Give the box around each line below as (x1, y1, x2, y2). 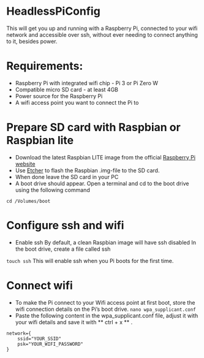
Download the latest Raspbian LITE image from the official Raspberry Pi (15, 153, 196, 161)
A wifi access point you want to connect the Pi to (15, 99, 139, 106)
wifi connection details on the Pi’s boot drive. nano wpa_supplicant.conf (15, 305, 196, 313)
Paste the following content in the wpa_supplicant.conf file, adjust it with (15, 311, 198, 319)
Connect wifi (6, 278, 74, 292)
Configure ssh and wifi (6, 219, 124, 232)
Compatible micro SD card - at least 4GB (15, 86, 118, 93)
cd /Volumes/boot (6, 198, 51, 204)
